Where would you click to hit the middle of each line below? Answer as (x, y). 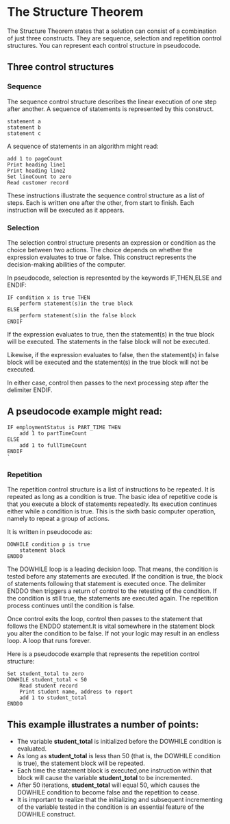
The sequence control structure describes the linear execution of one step (112, 101)
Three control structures (61, 67)
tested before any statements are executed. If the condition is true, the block (115, 577)
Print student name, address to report (76, 692)
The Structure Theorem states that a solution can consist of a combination (112, 31)
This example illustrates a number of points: (103, 725)
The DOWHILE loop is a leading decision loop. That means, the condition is (113, 569)
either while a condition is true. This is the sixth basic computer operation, (112, 511)
